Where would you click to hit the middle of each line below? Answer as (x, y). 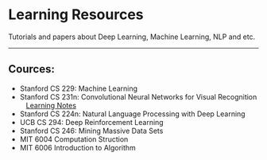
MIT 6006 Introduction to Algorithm (78, 147)
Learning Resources (76, 15)
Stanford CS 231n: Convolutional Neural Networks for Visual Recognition (138, 96)
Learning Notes (51, 105)
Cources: (32, 69)
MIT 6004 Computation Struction (74, 139)
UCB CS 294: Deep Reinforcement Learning (92, 122)
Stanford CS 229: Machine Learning (78, 88)
